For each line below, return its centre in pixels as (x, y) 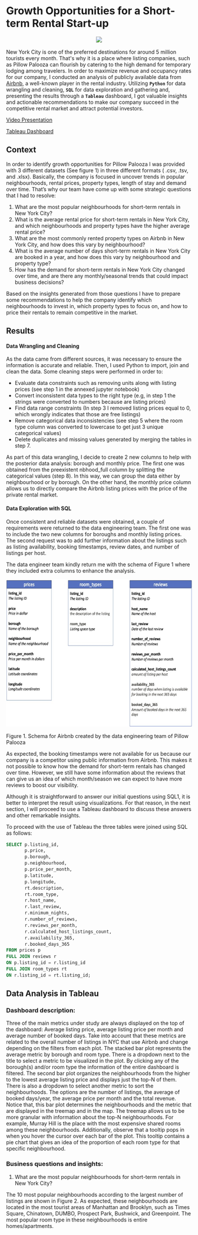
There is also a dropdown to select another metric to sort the (80, 1086)
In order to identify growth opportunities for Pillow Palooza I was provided (95, 164)
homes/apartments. (30, 1226)
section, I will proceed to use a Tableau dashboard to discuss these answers (99, 809)
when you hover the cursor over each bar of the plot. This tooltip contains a (98, 1136)
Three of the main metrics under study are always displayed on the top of (95, 1023)
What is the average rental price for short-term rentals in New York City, (102, 219)
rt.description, (44, 888)
